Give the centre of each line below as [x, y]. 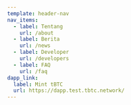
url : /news [35, 46]
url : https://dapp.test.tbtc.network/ [69, 90]
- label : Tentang [38, 26]
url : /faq [34, 71]
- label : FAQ [32, 65]
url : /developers [44, 59]
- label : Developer [41, 52]
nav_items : [23, 20]
